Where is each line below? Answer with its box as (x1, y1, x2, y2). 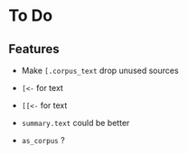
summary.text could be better (21, 118, 130, 128)
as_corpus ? (21, 135, 65, 145)
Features (8, 41, 60, 57)
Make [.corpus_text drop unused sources (21, 65, 179, 76)
